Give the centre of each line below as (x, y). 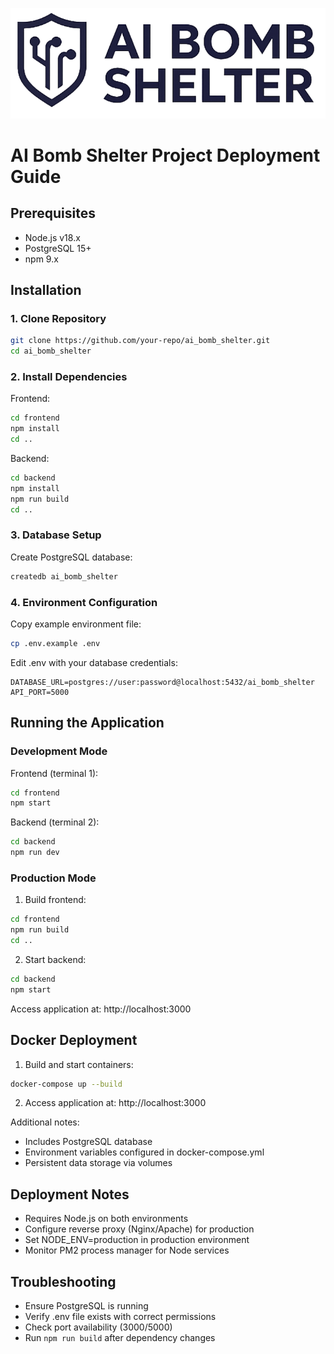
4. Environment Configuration (84, 602)
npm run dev (35, 853)
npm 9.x (41, 259)
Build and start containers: (79, 1064)
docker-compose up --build (66, 1084)
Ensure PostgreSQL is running (86, 1306)
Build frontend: (55, 900)
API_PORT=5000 (40, 692)
